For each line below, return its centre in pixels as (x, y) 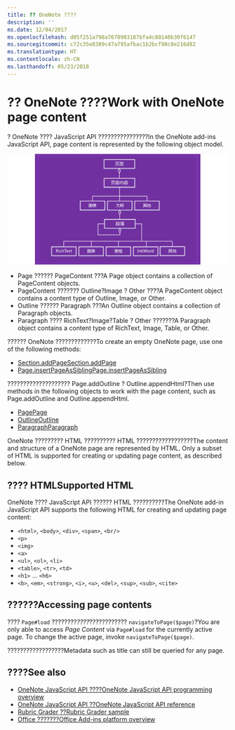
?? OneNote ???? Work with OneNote (116, 102)
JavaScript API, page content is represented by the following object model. (116, 144)
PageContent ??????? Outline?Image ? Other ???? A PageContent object (120, 291)
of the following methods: (44, 349)
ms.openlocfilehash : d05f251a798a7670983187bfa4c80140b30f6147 (102, 37)
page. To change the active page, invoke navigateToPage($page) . (101, 637)
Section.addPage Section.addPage (67, 363)
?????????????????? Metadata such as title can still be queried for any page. (116, 650)
